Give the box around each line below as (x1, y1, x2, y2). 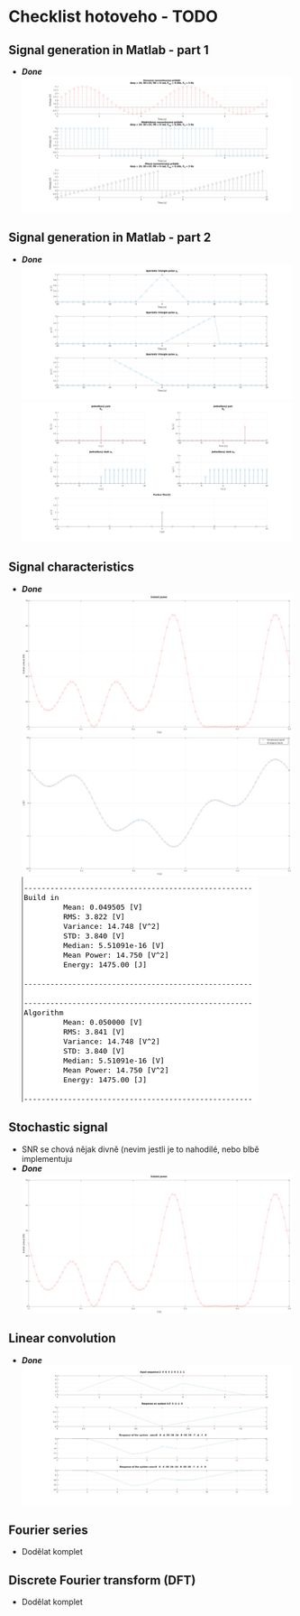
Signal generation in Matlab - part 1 (8, 42, 209, 58)
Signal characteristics (8, 560, 134, 575)
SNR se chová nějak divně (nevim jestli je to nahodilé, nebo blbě (21, 1144, 259, 1155)
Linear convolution (8, 1331, 116, 1346)
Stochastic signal (8, 1119, 108, 1135)
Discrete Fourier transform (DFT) (8, 1573, 196, 1588)
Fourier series (8, 1523, 88, 1538)
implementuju (21, 1153, 73, 1164)
